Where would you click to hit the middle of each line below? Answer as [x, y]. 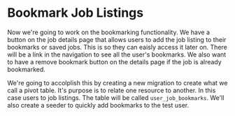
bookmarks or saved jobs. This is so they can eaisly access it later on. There [117, 47]
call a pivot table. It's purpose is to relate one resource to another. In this [112, 90]
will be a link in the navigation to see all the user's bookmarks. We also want [117, 55]
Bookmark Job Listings [76, 13]
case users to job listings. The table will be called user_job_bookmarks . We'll [116, 97]
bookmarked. [26, 69]
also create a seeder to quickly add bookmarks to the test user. [98, 105]
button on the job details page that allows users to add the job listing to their [117, 39]
